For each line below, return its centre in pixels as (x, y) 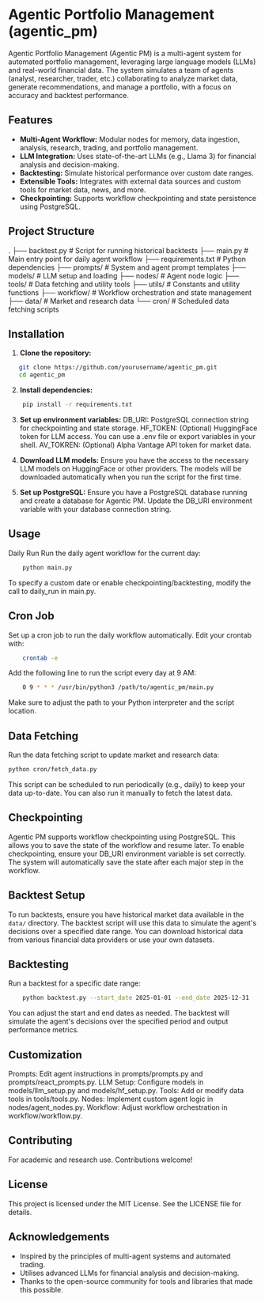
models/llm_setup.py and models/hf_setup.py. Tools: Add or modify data (126, 1091)
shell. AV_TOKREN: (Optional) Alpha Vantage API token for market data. (135, 445)
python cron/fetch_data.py (53, 770)
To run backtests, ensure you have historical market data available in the (126, 914)
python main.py (47, 567)
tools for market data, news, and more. (83, 189)
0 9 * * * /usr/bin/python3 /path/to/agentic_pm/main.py (118, 687)
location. (23, 711)
